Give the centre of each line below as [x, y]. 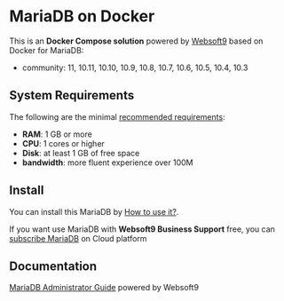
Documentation [53, 266]
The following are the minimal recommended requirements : [117, 116]
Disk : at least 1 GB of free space [81, 153]
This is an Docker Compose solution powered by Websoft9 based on [136, 41]
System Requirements [72, 95]
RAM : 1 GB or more [57, 134]
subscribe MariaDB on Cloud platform [78, 238]
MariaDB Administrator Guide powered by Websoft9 [104, 288]
